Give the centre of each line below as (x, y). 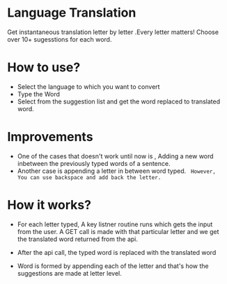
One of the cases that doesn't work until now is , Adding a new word (115, 156)
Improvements (50, 137)
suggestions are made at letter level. (69, 273)
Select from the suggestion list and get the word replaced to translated (119, 101)
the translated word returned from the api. (77, 239)
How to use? (44, 68)
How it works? (49, 205)
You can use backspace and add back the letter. (89, 177)
